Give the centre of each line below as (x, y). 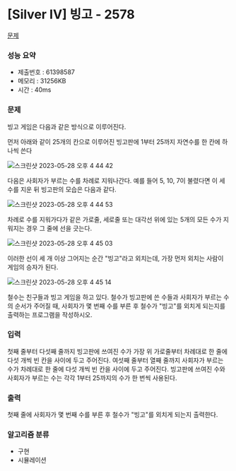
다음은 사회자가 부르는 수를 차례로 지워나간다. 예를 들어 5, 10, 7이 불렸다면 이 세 (116, 180)
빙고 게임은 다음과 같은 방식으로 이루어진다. (67, 126)
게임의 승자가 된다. (33, 267)
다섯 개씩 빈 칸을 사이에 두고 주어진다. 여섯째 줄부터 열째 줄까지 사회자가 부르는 (116, 360)
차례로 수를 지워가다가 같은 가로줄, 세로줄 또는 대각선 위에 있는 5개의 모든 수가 (114, 219)
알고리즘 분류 (28, 435)
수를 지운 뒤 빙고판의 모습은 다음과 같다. (62, 189)
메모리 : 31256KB (42, 81)
